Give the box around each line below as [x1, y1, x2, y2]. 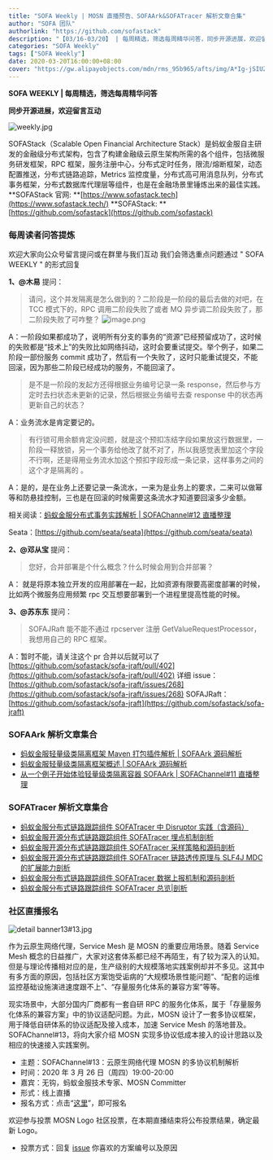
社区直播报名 [8, 905, 59, 916]
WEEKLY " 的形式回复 [8, 260, 81, 270]
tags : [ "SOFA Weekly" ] [8, 50, 85, 58]
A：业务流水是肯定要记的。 [8, 417, 99, 428]
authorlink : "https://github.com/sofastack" [8, 27, 162, 35]
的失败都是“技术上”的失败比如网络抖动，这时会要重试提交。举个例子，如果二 [8, 342, 264, 352]
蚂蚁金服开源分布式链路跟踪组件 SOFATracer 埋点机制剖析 [19, 832, 214, 841]
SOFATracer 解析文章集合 [8, 802, 109, 813]
